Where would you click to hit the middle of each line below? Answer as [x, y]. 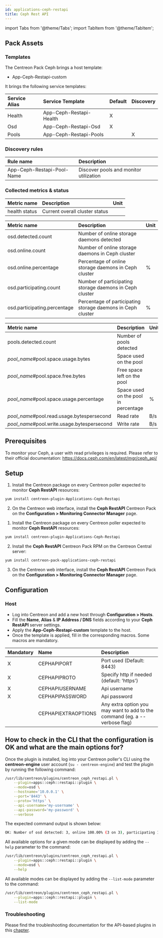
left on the [129, 376]
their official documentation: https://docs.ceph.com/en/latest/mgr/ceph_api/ [81, 458]
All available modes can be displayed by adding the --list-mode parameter [80, 879]
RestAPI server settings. [36, 625]
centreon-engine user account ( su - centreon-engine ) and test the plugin [79, 764]
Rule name [20, 162]
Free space [130, 370]
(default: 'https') [120, 680]
